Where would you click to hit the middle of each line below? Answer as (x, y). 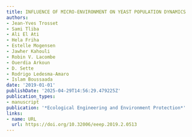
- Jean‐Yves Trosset (33, 23)
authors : (17, 18)
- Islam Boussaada (29, 79)
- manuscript (23, 102)
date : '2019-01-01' (31, 85)
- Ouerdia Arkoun (28, 62)
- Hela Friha (23, 40)
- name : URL (21, 119)
